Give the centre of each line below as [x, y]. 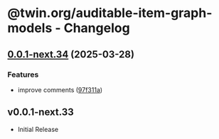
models [30, 28]
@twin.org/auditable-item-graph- [110, 13]
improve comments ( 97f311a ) [60, 89]
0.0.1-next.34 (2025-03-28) [71, 54]
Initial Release [38, 129]
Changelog [97, 28]
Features [23, 74]
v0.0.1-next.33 [41, 112]
